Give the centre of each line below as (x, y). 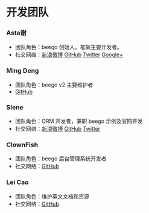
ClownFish (22, 145)
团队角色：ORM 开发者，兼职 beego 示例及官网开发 (79, 121)
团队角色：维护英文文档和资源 (52, 196)
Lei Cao (17, 182)
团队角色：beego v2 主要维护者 (54, 85)
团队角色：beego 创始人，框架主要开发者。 (68, 47)
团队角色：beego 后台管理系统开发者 (61, 159)
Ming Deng (23, 71)
